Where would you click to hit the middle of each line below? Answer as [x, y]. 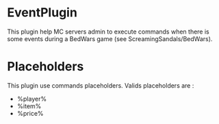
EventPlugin [42, 13]
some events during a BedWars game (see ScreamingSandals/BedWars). [110, 38]
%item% [29, 106]
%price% [30, 113]
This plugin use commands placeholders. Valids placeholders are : [101, 85]
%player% [31, 99]
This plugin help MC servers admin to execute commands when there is [108, 32]
